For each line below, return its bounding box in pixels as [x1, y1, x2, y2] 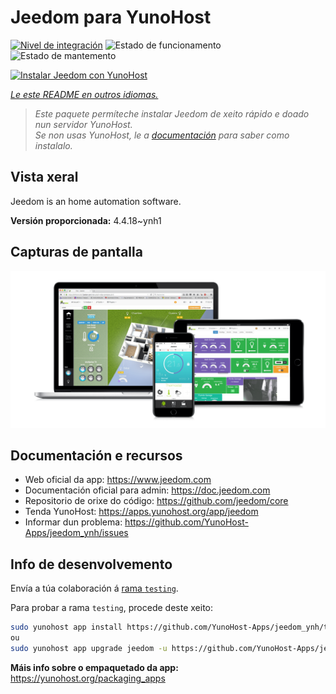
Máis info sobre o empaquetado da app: [10, 661, 179, 673]
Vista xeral [10, 169, 79, 186]
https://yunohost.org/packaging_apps [10, 672, 166, 684]
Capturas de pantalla [10, 244, 143, 261]
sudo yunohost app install [10, 622, 123, 633]
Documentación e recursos [10, 447, 183, 464]
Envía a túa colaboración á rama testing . [10, 582, 179, 595]
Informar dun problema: [24, 516, 123, 528]
